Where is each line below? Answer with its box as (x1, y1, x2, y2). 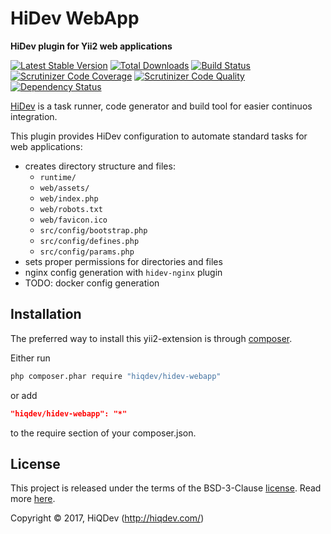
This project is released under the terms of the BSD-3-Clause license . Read (10, 482, 322, 494)
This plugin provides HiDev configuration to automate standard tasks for (10, 130, 308, 142)
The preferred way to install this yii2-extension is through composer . (10, 332, 293, 344)
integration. (10, 110, 58, 122)
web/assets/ (39, 183, 90, 193)
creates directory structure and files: (24, 160, 176, 172)
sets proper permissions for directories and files (24, 255, 223, 267)
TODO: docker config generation (24, 277, 160, 289)
